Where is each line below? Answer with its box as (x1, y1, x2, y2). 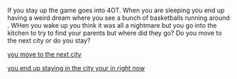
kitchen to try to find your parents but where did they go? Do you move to (7, 28, 222, 37)
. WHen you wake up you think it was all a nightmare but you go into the (7, 21, 217, 29)
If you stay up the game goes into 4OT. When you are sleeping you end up (7, 6, 225, 14)
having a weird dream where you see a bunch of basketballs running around (7, 14, 231, 22)
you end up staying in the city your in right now (7, 64, 145, 72)
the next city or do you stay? (7, 36, 91, 45)
